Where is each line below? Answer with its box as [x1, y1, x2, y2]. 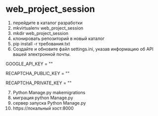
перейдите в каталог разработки [12, 20, 83, 26]
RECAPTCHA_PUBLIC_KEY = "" [5, 70, 70, 76]
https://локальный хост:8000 [12, 105, 74, 111]
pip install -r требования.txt [12, 40, 70, 46]
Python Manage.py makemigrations [12, 89, 86, 95]
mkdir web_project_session [12, 30, 69, 36]
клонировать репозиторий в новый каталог [12, 36, 105, 41]
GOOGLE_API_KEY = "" [5, 61, 53, 67]
